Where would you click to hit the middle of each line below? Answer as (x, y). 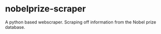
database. (15, 27)
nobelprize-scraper (46, 9)
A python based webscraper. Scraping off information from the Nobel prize (81, 22)
